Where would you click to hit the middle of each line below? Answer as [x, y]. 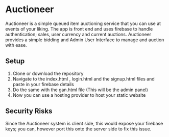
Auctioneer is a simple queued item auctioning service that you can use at [83, 23]
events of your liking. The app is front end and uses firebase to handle [79, 29]
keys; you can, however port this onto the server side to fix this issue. [78, 129]
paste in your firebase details [43, 84]
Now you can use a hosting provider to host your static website [79, 95]
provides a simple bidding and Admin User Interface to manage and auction [85, 40]
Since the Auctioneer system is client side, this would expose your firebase [84, 123]
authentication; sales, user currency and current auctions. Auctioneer [78, 34]
